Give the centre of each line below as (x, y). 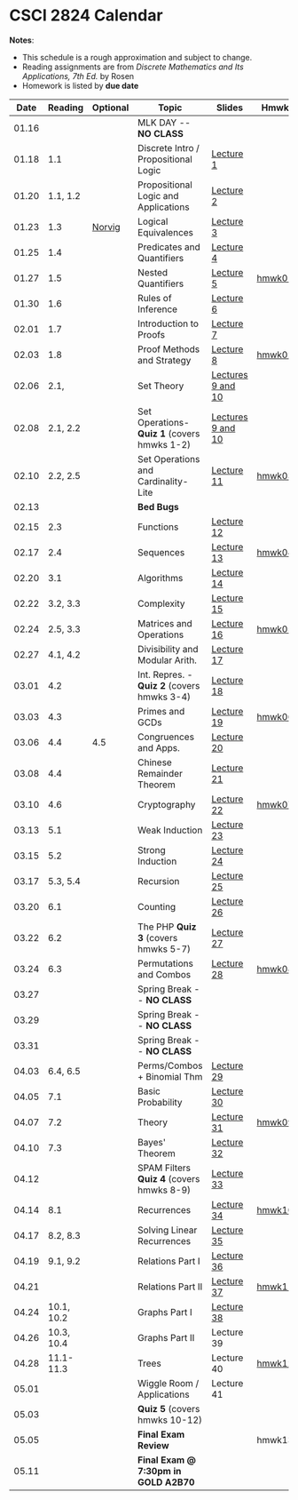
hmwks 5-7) (164, 949)
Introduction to (168, 323)
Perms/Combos (170, 1065)
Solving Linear (167, 1230)
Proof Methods (169, 349)
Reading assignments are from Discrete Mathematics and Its (133, 67)
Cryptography (166, 804)
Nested (153, 272)
